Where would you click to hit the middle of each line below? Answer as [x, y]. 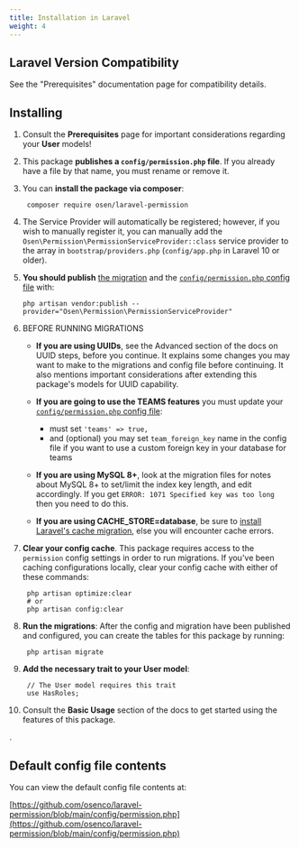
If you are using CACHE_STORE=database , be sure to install [149, 521]
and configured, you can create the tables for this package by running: [154, 636]
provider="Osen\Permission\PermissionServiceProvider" [127, 312]
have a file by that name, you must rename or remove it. [126, 171]
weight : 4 [28, 26]
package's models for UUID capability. [107, 384]
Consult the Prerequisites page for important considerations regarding [154, 134]
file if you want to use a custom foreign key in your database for [168, 448]
